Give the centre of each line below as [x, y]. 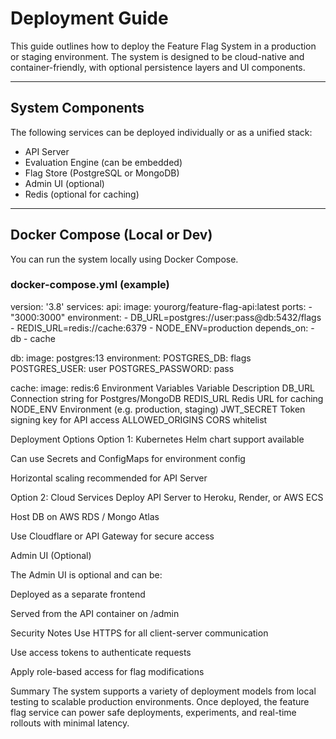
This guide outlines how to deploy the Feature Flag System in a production [163, 46]
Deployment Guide [89, 18]
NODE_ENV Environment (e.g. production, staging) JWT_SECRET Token [158, 409]
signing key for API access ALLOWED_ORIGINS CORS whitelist [139, 419]
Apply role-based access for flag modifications [107, 671]
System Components [77, 108]
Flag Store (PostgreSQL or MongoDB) [102, 173]
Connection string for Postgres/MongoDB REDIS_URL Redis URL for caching [167, 398]
